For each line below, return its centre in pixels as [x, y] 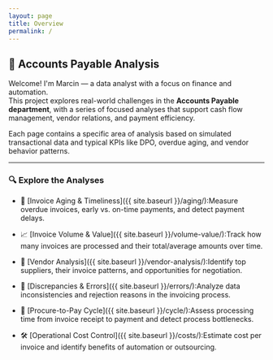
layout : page [30, 16]
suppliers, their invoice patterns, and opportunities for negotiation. [131, 271]
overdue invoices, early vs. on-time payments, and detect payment [132, 210]
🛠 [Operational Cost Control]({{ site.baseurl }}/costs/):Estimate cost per [141, 336]
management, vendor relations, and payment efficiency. [102, 118]
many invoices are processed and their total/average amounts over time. [141, 246]
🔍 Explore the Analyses [56, 180]
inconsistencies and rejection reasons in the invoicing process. [126, 295]
